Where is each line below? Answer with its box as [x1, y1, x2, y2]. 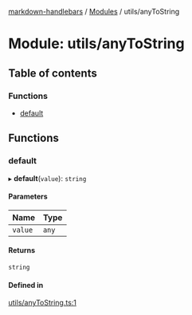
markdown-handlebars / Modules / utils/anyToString [8, 7, 180, 16]
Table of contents [8, 66, 97, 80]
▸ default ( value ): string [8, 173, 87, 183]
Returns [8, 246, 36, 255]
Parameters [8, 191, 48, 202]
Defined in [8, 280, 44, 289]
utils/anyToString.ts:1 [8, 298, 77, 308]
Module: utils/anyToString [8, 35, 185, 53]
